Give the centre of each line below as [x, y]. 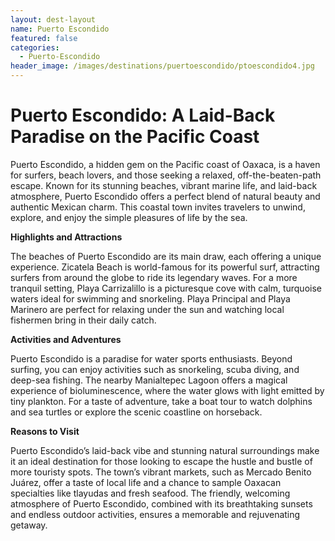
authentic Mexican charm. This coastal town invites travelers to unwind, [158, 207]
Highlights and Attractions [66, 237]
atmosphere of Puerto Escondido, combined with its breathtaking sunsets [161, 503]
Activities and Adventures [66, 339]
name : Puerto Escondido [60, 29]
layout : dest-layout [53, 19]
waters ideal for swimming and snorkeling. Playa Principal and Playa [150, 298]
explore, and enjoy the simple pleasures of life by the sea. [129, 217]
